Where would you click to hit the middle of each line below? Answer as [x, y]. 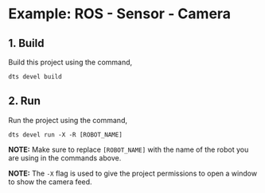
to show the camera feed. [51, 181]
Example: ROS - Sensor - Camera [120, 14]
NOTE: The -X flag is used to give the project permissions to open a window [132, 173]
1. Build [26, 43]
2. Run [25, 101]
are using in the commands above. [65, 158]
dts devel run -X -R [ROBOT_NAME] [66, 135]
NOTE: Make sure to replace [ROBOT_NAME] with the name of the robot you [129, 149]
